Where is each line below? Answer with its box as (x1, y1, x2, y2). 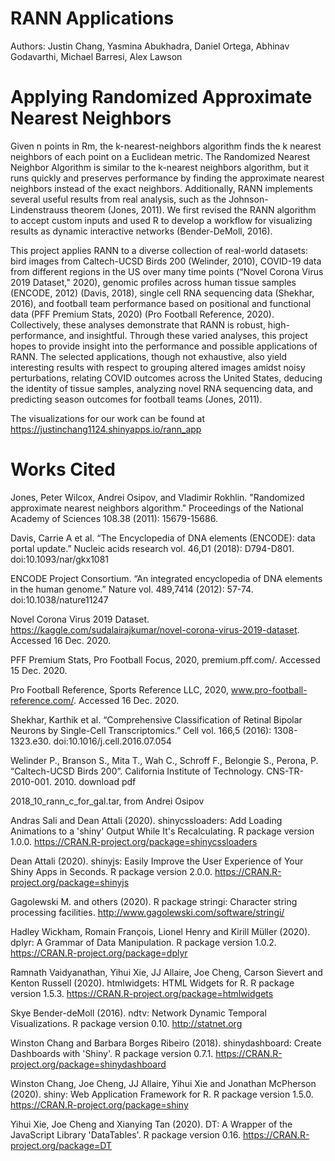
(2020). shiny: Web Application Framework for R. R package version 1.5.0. (10, 1088, 314, 1100)
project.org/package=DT (10, 1139, 113, 1151)
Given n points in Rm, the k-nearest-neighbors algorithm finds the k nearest (10, 140, 322, 152)
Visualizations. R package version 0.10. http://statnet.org (10, 1017, 243, 1029)
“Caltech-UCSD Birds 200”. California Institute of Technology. (10, 765, 265, 777)
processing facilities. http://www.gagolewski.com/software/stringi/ (10, 906, 285, 918)
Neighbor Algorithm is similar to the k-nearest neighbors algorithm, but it (10, 161, 310, 173)
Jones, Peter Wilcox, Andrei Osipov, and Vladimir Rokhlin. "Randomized (10, 491, 305, 503)
